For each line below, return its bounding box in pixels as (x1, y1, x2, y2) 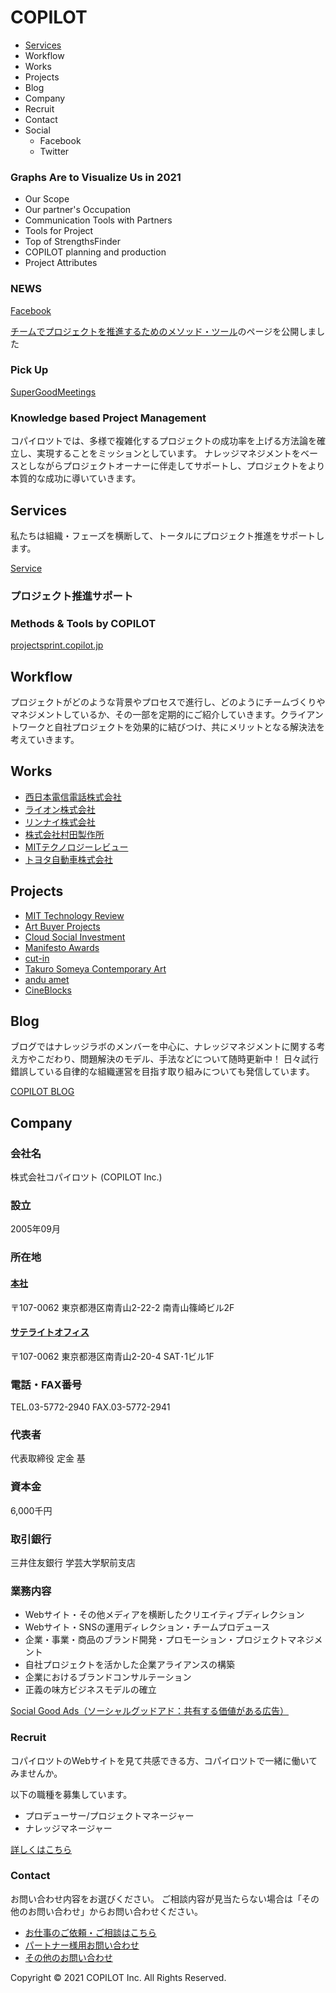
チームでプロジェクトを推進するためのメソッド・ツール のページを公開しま (10, 325, 317, 337)
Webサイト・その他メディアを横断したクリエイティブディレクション (24, 1609, 305, 1621)
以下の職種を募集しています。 (10, 1788, 133, 1800)
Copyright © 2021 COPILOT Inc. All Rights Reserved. (10, 1971, 227, 1983)
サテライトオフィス (10, 1326, 90, 1338)
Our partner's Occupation (24, 204, 132, 216)
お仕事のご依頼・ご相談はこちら (24, 1926, 157, 1938)
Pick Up (10, 363, 49, 377)
